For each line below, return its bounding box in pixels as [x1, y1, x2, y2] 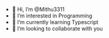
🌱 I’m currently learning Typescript [12, 19, 99, 25]
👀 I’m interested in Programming [12, 12, 93, 19]
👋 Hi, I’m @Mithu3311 [12, 6, 65, 13]
